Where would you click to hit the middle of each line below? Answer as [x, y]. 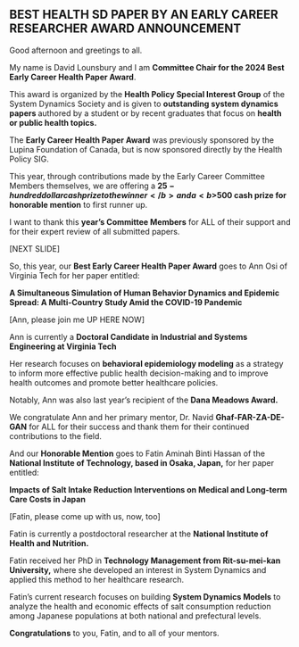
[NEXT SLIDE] [35, 248]
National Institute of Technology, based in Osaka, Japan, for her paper [142, 462]
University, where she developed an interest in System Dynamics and [138, 569]
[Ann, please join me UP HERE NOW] [77, 319]
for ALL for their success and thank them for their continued [139, 427]
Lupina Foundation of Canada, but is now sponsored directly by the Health [146, 149]
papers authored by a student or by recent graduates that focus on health [145, 113]
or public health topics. [53, 122]
